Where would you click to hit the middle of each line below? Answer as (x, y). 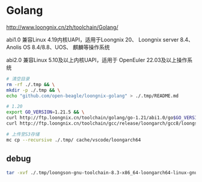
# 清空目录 (18, 79)
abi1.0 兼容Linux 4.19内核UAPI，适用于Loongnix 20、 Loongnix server (93, 39)
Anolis (14, 47)
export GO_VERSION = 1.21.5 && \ (45, 112)
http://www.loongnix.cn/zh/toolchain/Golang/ (62, 27)
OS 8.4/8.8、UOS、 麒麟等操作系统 (66, 47)
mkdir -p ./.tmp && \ (33, 90)
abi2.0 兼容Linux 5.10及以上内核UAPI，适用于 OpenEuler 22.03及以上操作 (97, 60)
